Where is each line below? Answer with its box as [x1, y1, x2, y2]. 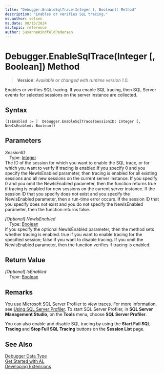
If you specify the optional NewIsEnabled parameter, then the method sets [5, 226, 155, 232]
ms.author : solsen [5, 16, 42, 21]
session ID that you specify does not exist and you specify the [5, 191, 130, 197]
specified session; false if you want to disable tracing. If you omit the [5, 236, 143, 242]
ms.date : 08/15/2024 [5, 20, 47, 26]
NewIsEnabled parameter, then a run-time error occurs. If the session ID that [5, 196, 159, 202]
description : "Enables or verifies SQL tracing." [5, 12, 108, 17]
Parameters [5, 137, 41, 145]
